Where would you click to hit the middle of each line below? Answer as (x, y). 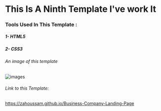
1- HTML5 (15, 36)
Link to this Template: (27, 88)
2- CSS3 (14, 49)
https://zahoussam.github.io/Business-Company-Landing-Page (70, 104)
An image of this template (31, 61)
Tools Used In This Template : (41, 25)
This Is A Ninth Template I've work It (81, 9)
